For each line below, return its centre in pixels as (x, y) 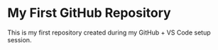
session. (20, 39)
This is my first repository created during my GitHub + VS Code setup (109, 32)
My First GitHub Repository (89, 13)
